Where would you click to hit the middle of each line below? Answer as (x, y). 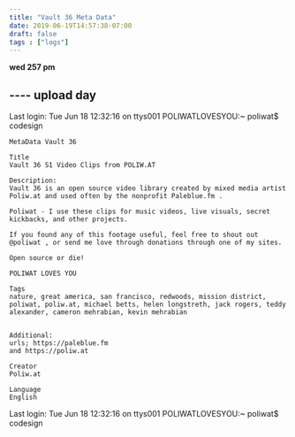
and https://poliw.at (49, 351)
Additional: (31, 336)
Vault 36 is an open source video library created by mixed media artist (148, 188)
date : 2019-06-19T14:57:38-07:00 (71, 26)
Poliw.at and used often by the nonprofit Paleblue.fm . (116, 196)
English (23, 398)
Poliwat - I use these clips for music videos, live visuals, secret (140, 212)
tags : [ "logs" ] (39, 42)
